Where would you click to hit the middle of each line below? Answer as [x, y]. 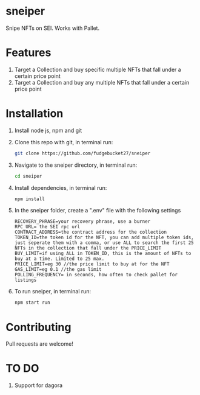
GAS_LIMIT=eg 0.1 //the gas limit [58, 270]
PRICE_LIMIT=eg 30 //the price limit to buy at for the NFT [92, 264]
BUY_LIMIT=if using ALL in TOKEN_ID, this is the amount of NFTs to [103, 254]
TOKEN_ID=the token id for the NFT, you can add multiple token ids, [104, 238]
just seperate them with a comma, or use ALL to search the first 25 [104, 243]
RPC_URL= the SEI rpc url [47, 227]
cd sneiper [28, 176]
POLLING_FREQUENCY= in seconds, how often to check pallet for [96, 275]
